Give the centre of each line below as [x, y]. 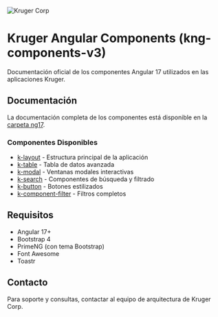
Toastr [26, 261]
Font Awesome [38, 253]
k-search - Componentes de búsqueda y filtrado [86, 179]
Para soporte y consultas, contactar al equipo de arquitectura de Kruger [109, 299]
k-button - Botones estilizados [60, 187]
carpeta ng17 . [26, 124]
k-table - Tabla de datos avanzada [66, 165]
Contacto [28, 282]
